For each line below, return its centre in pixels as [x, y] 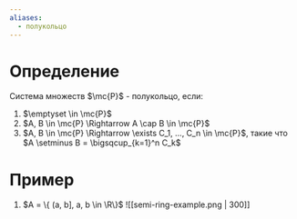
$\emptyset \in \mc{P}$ [67, 114]
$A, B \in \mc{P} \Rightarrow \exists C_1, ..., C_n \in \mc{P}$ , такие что [155, 134]
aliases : [26, 18]
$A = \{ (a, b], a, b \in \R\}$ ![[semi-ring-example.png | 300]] [136, 204]
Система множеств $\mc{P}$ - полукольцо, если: [106, 96]
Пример [42, 179]
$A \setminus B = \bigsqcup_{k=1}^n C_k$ [102, 143]
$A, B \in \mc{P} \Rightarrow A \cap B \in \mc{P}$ [116, 124]
